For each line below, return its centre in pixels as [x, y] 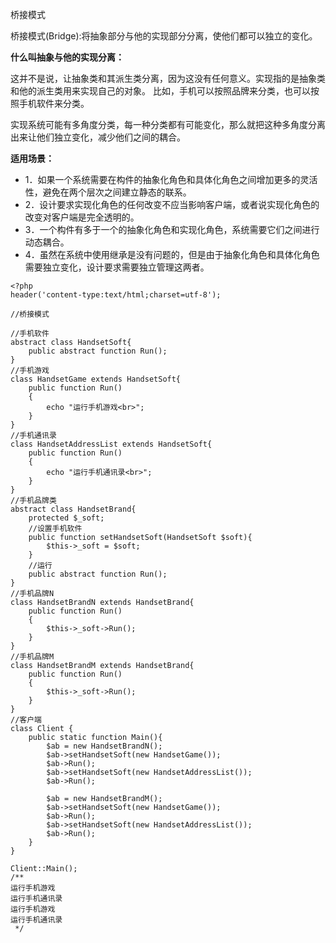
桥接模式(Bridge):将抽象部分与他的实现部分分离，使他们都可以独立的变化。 [164, 36]
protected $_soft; [66, 518]
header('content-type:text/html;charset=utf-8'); [116, 295]
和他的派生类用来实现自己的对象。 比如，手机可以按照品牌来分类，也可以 [160, 91]
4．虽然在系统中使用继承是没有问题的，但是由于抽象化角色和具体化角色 [172, 254]
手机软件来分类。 [54, 103]
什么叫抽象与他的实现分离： [67, 57]
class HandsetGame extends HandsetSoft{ [96, 379]
